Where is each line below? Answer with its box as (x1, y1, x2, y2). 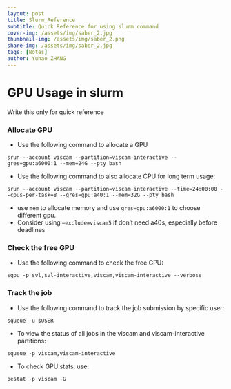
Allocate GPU (7, 125, 53, 135)
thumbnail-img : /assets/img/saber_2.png (7, 36, 125, 43)
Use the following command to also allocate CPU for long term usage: (17, 172, 216, 180)
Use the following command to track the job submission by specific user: (17, 303, 225, 312)
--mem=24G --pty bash (59, 160, 122, 167)
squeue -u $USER (7, 317, 54, 324)
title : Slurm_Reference (7, 17, 76, 23)
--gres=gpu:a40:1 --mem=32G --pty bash (59, 191, 174, 198)
